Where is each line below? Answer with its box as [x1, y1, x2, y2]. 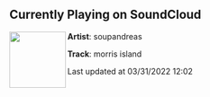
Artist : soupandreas [67, 31, 142, 41]
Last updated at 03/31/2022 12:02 [67, 66, 194, 76]
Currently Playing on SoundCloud [9, 7, 202, 22]
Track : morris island [67, 48, 142, 59]
